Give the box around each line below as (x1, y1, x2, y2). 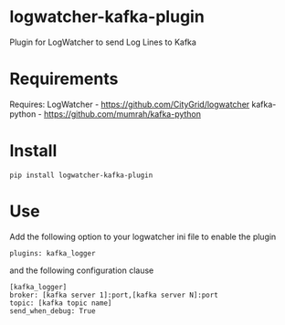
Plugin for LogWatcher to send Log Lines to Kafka (9, 37, 196, 47)
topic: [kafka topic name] (9, 299, 112, 308)
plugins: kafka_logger (9, 248, 96, 257)
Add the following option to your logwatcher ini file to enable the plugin (9, 231, 277, 242)
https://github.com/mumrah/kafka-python (44, 108, 202, 120)
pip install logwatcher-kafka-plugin (9, 171, 153, 180)
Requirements (9, 68, 119, 89)
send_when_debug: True (9, 306, 96, 316)
